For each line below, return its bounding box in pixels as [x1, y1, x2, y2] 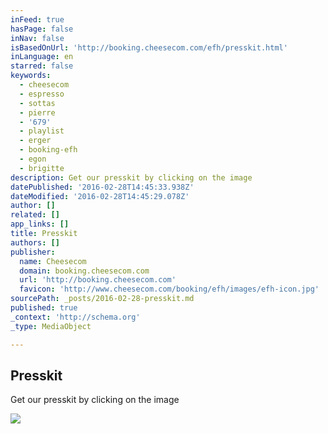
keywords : [10, 71, 52, 81]
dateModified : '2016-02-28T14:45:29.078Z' [10, 191, 190, 201]
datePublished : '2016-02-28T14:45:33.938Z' [10, 182, 195, 192]
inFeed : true [10, 14, 65, 25]
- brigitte [19, 163, 65, 173]
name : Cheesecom [19, 256, 87, 266]
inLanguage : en [10, 52, 74, 62]
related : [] [10, 210, 60, 220]
